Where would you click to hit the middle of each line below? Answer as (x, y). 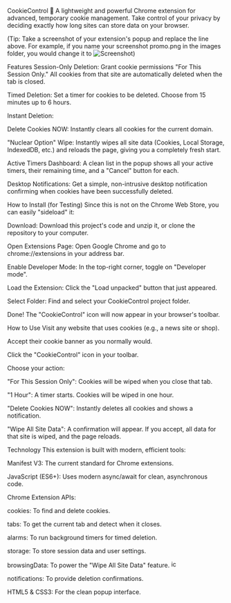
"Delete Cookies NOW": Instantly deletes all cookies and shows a (100, 408)
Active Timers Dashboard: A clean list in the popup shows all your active (110, 163)
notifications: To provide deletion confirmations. (75, 578)
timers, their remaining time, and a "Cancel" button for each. (93, 170)
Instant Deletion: (30, 115)
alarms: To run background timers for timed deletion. (82, 537)
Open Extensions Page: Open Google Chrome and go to (86, 246)
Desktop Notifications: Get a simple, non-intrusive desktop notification (107, 184)
